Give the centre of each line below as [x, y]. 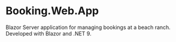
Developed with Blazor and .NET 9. [48, 33]
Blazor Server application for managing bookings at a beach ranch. [88, 27]
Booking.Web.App [52, 11]
